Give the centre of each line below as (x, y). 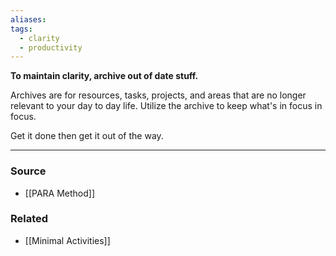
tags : (21, 29)
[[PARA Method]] (60, 193)
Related (29, 219)
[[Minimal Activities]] (67, 240)
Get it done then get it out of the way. (87, 136)
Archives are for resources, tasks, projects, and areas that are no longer (158, 95)
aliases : (28, 19)
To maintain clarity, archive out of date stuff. (104, 76)
